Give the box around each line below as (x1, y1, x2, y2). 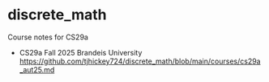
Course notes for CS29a (7, 32, 88, 42)
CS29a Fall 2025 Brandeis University (19, 47, 143, 57)
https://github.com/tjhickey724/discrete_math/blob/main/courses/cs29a (19, 56, 261, 66)
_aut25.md (19, 64, 55, 74)
